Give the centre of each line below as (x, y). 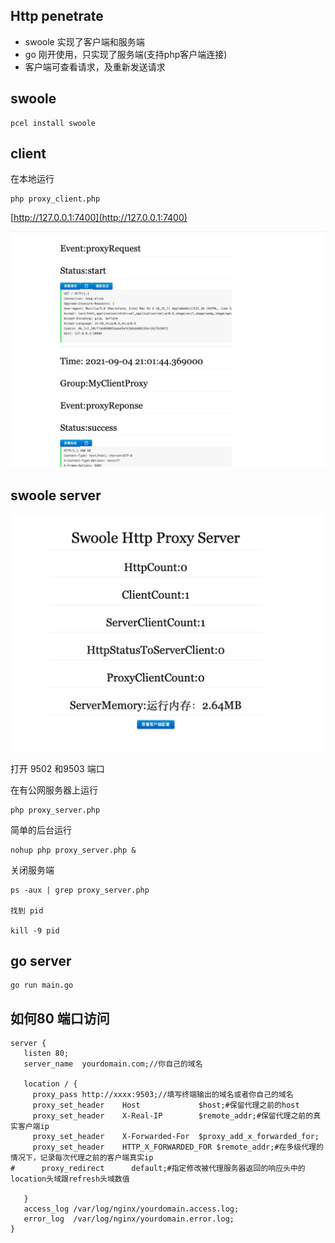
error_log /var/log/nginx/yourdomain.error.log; (129, 1219)
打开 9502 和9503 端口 (57, 768)
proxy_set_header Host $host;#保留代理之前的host (166, 1105)
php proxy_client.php (55, 199)
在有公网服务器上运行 (54, 790)
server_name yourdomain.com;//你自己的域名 (113, 1064)
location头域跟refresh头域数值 (70, 1179)
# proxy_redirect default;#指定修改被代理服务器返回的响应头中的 (158, 1169)
